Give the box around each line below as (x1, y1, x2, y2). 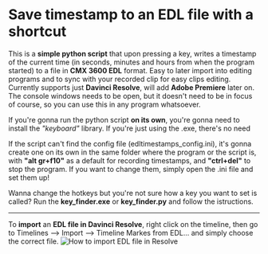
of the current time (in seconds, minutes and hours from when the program (8, 57, 255, 67)
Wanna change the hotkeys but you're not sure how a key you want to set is (8, 188, 258, 197)
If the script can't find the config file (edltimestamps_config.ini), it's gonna (8, 139, 252, 148)
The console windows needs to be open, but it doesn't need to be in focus (8, 91, 253, 100)
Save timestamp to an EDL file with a (8, 6, 254, 24)
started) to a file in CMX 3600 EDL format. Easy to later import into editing (8, 65, 253, 75)
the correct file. (8, 236, 59, 246)
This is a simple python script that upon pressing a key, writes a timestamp (8, 49, 257, 58)
